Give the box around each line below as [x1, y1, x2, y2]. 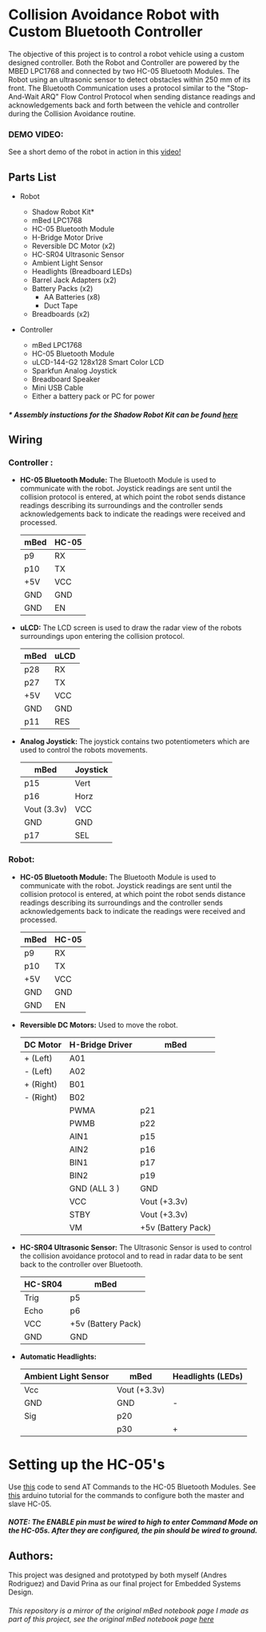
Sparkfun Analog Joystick [31, 366, 117, 376]
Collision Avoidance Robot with [8, 6, 220, 24]
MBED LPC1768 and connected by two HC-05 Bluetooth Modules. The [8, 66, 240, 75]
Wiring [8, 433, 43, 446]
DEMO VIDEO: [8, 128, 64, 139]
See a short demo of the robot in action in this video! [8, 147, 181, 157]
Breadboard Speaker [31, 374, 101, 384]
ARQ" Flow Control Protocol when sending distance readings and [41, 91, 256, 101]
